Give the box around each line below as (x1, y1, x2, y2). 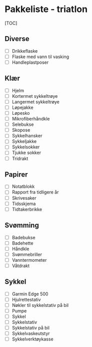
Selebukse (11, 121, 34, 127)
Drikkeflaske (11, 48, 38, 54)
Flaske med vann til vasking (11, 54, 69, 60)
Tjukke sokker (11, 149, 41, 156)
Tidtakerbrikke (11, 206, 42, 212)
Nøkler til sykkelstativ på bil (11, 302, 68, 308)
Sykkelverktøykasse (11, 336, 53, 342)
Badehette (11, 240, 33, 246)
